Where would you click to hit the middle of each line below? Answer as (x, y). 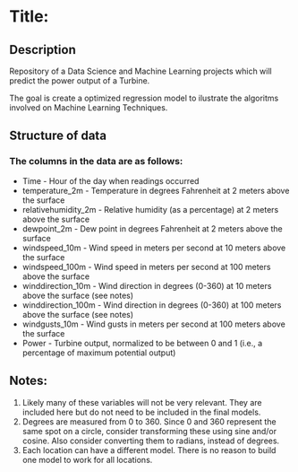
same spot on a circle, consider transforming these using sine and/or (149, 431)
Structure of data (58, 136)
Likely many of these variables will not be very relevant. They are (142, 402)
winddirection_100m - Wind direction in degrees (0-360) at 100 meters (152, 305)
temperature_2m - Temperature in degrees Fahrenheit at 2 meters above (156, 190)
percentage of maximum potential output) (99, 353)
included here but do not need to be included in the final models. (141, 412)
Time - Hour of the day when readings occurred (111, 180)
